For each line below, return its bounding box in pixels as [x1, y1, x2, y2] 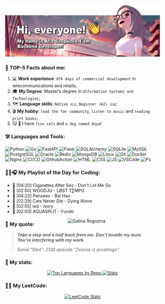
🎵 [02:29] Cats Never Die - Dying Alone [12, 198, 92, 204]
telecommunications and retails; [12, 83, 77, 89]
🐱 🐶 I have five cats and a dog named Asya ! [12, 121, 102, 126]
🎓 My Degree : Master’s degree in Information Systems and [12, 89, 134, 94]
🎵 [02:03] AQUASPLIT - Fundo [12, 208, 74, 214]
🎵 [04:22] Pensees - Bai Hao [12, 192, 70, 199]
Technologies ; [12, 95, 40, 101]
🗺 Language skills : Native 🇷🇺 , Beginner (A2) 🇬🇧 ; [12, 101, 118, 107]
